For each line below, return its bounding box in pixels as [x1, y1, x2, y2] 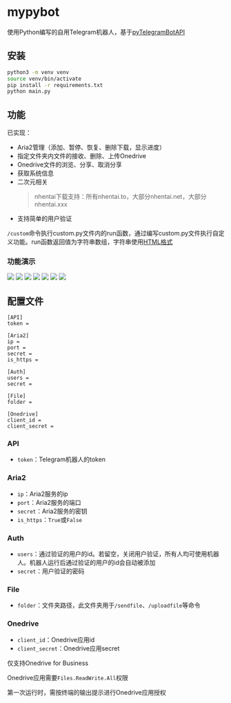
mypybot [7, 4, 60, 20]
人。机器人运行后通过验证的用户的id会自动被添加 [17, 559, 156, 567]
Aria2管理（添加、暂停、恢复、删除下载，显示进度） [17, 143, 165, 152]
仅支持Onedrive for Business [7, 659, 89, 667]
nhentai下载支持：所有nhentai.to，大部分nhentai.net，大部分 [34, 193, 207, 201]
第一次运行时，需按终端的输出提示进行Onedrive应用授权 [7, 688, 167, 696]
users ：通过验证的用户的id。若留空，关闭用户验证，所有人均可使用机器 [17, 550, 219, 558]
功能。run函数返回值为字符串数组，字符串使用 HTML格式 [12, 238, 173, 246]
